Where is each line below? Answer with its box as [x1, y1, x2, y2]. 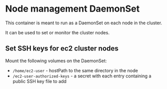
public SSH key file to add [12, 78, 67, 84]
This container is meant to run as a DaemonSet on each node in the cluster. [5, 20, 162, 26]
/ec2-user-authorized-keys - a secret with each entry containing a [12, 73, 152, 79]
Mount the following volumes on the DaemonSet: [5, 58, 107, 64]
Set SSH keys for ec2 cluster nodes [5, 44, 119, 53]
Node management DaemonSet [5, 3, 140, 15]
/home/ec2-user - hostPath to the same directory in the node [12, 67, 138, 73]
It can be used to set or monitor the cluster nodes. [5, 29, 110, 35]
